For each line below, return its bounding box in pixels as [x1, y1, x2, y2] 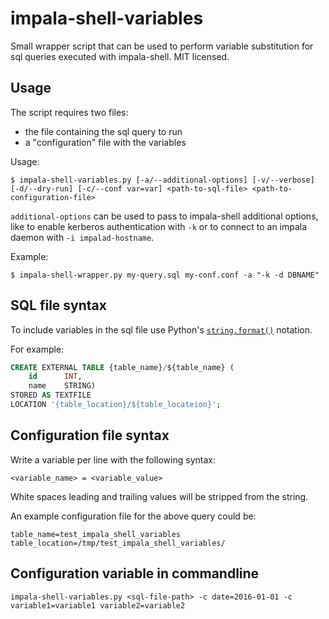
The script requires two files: [10, 106, 129, 118]
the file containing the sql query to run [24, 125, 183, 137]
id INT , [28, 372, 83, 382]
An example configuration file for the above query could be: [10, 510, 257, 522]
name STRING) [28, 381, 97, 391]
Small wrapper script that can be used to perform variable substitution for [10, 40, 314, 52]
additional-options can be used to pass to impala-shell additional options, [10, 210, 319, 222]
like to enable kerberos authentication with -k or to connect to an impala [10, 220, 308, 232]
